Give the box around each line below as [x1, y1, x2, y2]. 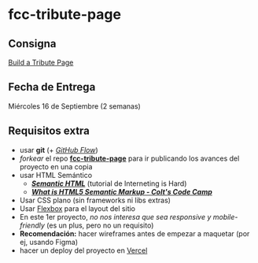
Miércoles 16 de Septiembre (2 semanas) [8, 101, 142, 111]
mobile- [212, 212, 238, 221]
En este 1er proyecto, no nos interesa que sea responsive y [19, 212, 212, 221]
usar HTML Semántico [19, 170, 93, 180]
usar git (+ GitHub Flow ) [19, 145, 98, 154]
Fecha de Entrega [8, 80, 96, 94]
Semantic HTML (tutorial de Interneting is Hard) [31, 179, 187, 188]
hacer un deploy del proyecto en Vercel [19, 246, 148, 255]
